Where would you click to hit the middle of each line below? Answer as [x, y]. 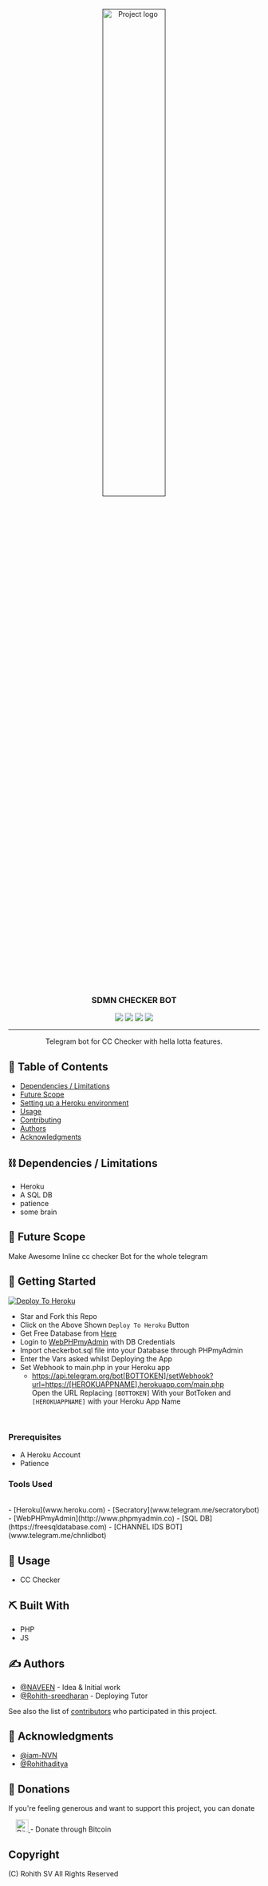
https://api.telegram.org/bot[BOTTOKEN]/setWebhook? [122, 1376]
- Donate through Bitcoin [71, 1829]
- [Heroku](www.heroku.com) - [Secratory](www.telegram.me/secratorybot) [134, 1510]
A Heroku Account [50, 1454]
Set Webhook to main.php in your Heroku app [95, 1367]
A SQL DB [36, 1195]
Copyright [34, 1854]
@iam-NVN [39, 1756]
